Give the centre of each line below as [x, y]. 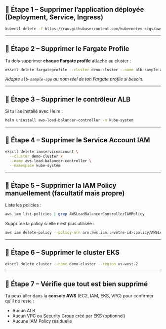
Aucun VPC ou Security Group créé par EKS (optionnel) [69, 316]
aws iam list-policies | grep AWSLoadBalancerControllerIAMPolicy [75, 214]
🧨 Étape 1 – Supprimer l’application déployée [75, 10]
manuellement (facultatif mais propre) [65, 193]
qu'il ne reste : [20, 301]
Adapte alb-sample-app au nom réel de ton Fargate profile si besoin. [74, 79]
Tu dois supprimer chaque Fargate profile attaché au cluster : [68, 61]
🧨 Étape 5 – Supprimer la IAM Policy [61, 185]
